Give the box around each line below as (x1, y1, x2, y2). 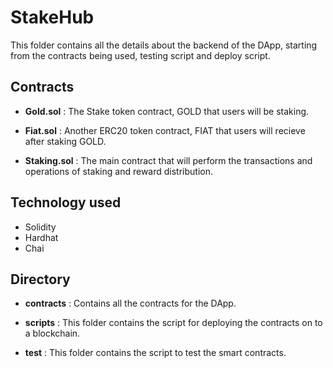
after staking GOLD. (24, 135, 107, 147)
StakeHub (10, 6, 95, 29)
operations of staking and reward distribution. (24, 165, 214, 177)
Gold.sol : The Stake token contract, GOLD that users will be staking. (24, 105, 310, 117)
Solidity (24, 221, 57, 233)
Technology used (10, 194, 122, 211)
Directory (10, 271, 71, 288)
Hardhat (24, 231, 59, 243)
